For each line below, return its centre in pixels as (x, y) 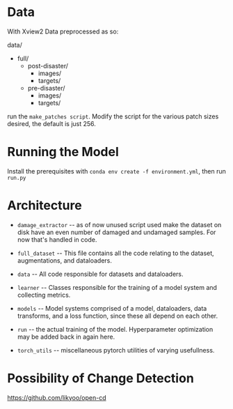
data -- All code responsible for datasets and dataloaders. (100, 274)
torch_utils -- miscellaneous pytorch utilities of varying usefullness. (116, 350)
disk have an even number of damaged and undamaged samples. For (116, 232)
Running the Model (63, 152)
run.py (17, 178)
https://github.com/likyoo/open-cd (57, 397)
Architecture (45, 206)
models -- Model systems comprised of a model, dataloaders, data (112, 308)
